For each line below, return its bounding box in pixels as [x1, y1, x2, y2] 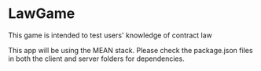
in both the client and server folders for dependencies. [8, 54, 185, 63]
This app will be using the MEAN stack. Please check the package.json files [8, 45, 253, 55]
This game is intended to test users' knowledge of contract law [8, 30, 212, 40]
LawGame [8, 5, 75, 23]
